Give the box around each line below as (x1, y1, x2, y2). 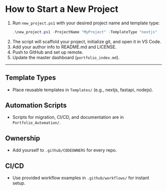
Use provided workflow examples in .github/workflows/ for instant (12, 175, 150, 181)
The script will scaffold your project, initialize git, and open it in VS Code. (12, 38, 162, 44)
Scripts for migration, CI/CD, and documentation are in (12, 114, 124, 120)
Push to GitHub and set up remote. (12, 49, 83, 55)
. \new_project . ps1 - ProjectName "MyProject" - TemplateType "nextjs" (12, 29, 158, 34)
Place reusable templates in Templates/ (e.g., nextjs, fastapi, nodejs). (12, 87, 153, 93)
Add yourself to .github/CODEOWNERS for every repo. (12, 147, 117, 153)
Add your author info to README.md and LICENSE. (12, 44, 117, 50)
